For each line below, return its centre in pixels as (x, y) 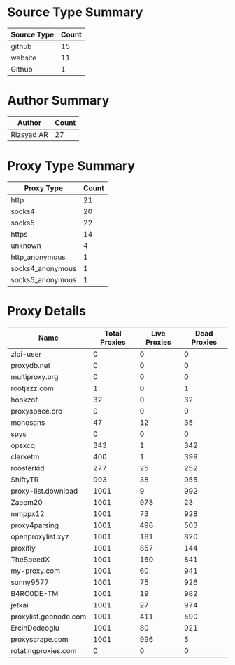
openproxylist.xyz (40, 536)
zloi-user (26, 354)
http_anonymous (38, 257)
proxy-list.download (44, 491)
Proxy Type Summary (71, 166)
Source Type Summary (75, 12)
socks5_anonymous (44, 279)
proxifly (23, 548)
